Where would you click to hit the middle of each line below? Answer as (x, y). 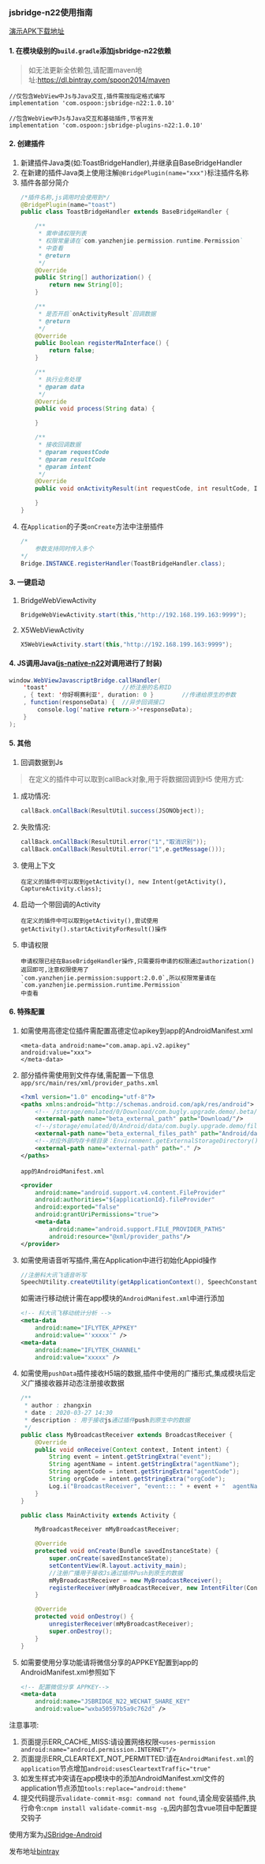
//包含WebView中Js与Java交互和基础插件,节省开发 (81, 118)
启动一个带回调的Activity (60, 904)
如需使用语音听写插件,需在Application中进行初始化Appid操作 (118, 1260)
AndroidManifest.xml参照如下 (68, 1672)
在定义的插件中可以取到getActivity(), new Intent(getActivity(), (123, 882)
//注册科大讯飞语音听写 (54, 1275)
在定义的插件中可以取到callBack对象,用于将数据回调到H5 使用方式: (136, 778)
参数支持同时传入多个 (64, 549)
